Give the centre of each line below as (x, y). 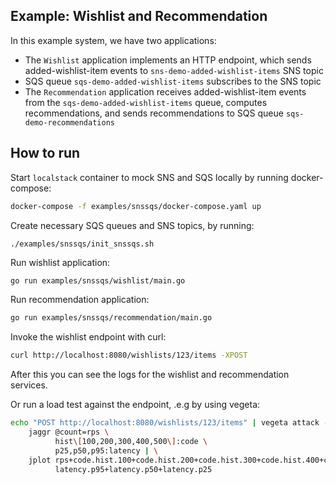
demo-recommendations (69, 122)
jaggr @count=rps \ (69, 432)
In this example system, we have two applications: (113, 40)
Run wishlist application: (60, 262)
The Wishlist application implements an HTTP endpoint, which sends (168, 60)
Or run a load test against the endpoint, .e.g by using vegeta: (135, 405)
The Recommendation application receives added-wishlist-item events (165, 91)
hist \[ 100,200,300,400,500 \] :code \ (131, 441)
